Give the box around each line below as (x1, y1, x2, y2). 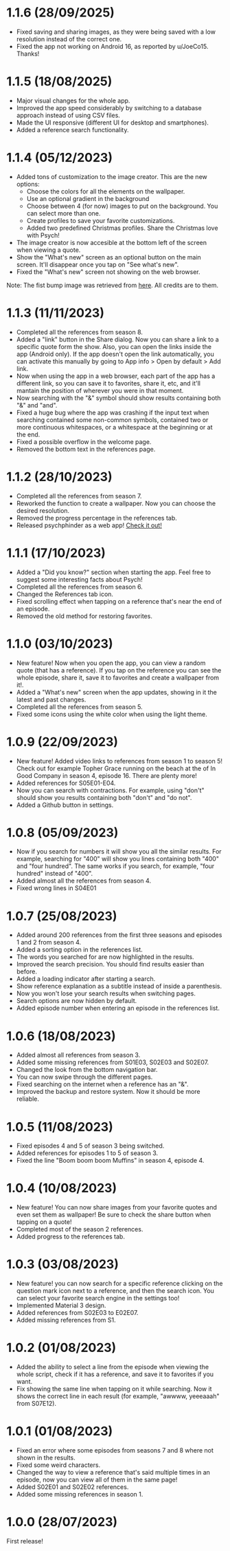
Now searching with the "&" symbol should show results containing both (16, 394, 221, 402)
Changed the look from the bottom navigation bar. (16, 1066, 159, 1074)
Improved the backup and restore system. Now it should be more (16, 1088, 200, 1096)
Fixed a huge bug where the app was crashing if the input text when (16, 408, 209, 416)
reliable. (16, 1095, 39, 1103)
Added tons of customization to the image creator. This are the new (16, 172, 207, 180)
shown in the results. (16, 1454, 76, 1462)
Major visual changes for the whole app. (16, 96, 130, 105)
